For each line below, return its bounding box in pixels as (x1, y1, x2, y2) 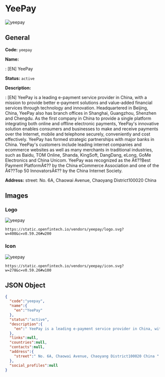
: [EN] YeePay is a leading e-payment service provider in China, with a (5, 94, 147, 100)
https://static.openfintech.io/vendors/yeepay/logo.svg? (5, 227, 124, 232)
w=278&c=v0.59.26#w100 (5, 268, 52, 273)
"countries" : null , (9, 340, 48, 345)
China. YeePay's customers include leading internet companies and (5, 141, 142, 147)
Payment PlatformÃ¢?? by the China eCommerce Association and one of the (5, 162, 160, 168)
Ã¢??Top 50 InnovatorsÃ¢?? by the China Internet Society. (5, 168, 123, 173)
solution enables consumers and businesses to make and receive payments (5, 126, 159, 132)
